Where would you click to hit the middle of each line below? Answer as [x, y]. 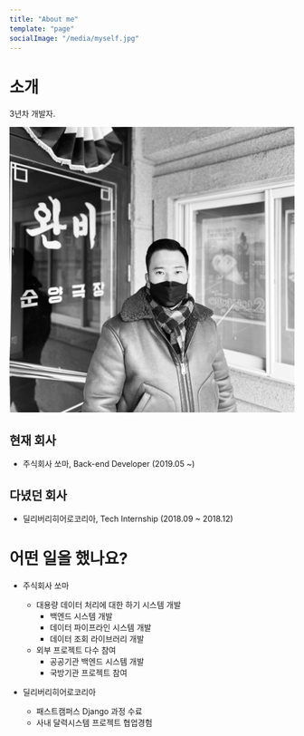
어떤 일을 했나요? [69, 559]
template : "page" [42, 29]
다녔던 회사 [38, 495]
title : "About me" [44, 19]
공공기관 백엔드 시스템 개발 [97, 661]
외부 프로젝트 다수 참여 [76, 650]
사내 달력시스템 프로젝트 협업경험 [94, 722]
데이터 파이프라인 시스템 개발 [100, 627]
